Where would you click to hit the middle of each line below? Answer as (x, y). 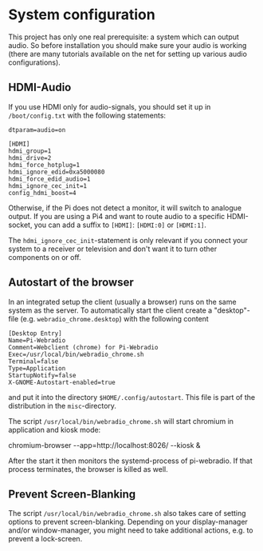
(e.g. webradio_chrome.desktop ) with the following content (114, 318)
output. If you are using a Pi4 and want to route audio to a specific (117, 216)
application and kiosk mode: (55, 429)
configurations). (35, 62)
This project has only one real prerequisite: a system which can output (124, 37)
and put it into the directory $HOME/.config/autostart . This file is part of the (132, 397)
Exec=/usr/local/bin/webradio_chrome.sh (77, 354)
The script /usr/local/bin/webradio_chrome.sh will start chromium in (121, 421)
